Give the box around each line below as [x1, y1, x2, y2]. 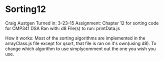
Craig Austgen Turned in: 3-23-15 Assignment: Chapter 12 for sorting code [5, 20, 159, 26]
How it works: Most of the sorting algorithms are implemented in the [5, 35, 146, 41]
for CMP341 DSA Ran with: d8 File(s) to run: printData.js [5, 25, 120, 31]
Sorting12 [5, 3, 46, 15]
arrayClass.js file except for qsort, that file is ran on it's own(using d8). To [5, 40, 156, 46]
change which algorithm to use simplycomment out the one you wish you [5, 45, 156, 51]
